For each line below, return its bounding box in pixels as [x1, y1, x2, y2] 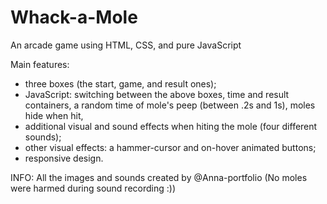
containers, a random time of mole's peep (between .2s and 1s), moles [24, 99, 316, 111]
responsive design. [24, 152, 104, 164]
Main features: [10, 58, 70, 70]
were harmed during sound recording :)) [10, 182, 176, 194]
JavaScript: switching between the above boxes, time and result [24, 88, 290, 100]
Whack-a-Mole [10, 6, 138, 29]
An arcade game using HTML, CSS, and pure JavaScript [10, 39, 242, 51]
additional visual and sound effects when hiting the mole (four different [24, 120, 318, 132]
